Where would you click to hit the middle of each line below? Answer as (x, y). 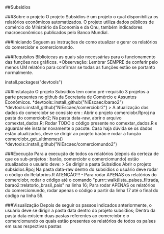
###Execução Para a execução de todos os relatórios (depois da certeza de (82, 154)
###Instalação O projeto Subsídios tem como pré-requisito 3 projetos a (77, 92)
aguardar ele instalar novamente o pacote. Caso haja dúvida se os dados (79, 128)
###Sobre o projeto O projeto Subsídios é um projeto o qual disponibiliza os (82, 17)
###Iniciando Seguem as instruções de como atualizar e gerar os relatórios (81, 42)
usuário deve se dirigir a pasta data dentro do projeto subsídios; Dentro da (80, 210)
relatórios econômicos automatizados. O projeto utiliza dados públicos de (80, 22)
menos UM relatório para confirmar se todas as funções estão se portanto (80, 67)
